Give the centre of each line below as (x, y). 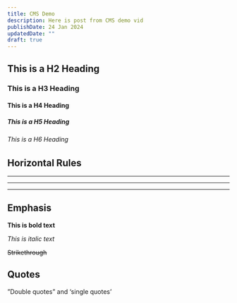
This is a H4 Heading (38, 106)
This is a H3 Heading (43, 89)
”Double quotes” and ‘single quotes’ (60, 291)
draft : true (25, 40)
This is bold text (31, 225)
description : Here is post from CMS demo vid (75, 20)
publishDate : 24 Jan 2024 (45, 27)
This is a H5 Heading (38, 121)
